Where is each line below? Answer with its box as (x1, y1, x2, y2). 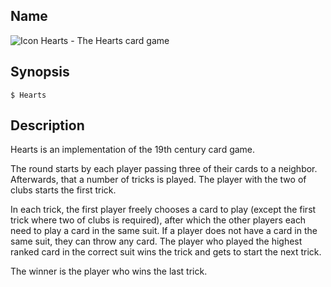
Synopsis (10, 64, 70, 81)
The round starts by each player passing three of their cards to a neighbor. (10, 163, 318, 175)
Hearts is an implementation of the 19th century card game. (10, 144, 256, 156)
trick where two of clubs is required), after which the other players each (10, 214, 307, 226)
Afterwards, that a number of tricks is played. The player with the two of (10, 174, 307, 186)
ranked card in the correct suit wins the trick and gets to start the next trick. (10, 246, 322, 258)
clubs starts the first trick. (10, 184, 117, 196)
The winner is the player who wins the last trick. (10, 265, 208, 278)
